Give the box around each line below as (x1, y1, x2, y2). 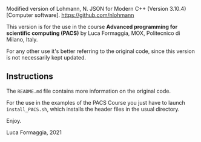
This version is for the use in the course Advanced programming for (6, 23, 178, 30)
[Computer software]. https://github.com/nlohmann (6, 11, 134, 19)
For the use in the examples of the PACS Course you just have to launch (6, 99, 186, 106)
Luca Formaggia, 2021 (6, 129, 62, 136)
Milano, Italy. (6, 36, 38, 43)
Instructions (6, 72, 53, 82)
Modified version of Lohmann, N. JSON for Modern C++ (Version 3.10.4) (6, 5, 186, 12)
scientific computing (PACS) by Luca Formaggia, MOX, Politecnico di (6, 29, 180, 37)
